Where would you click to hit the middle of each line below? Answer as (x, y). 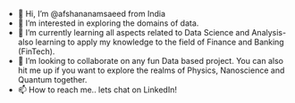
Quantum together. (52, 79)
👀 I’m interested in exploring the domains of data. (108, 23)
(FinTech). (36, 51)
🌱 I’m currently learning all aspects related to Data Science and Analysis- (152, 32)
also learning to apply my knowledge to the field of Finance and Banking (151, 42)
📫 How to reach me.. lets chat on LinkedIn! (97, 90)
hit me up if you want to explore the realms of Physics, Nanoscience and (151, 70)
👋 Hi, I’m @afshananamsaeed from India (92, 14)
